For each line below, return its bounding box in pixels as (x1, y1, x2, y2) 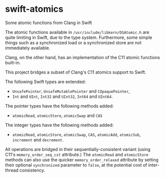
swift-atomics (5, 3, 64, 15)
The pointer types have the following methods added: (5, 103, 114, 109)
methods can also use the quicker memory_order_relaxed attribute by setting (5, 156, 159, 163)
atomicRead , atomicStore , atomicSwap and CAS (12, 112, 102, 119)
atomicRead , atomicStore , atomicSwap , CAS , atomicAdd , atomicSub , (12, 131, 141, 137)
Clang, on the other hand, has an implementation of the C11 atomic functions (5, 54, 160, 60)
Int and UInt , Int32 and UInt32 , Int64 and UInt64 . (12, 93, 113, 99)
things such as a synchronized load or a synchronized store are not (5, 39, 142, 45)
